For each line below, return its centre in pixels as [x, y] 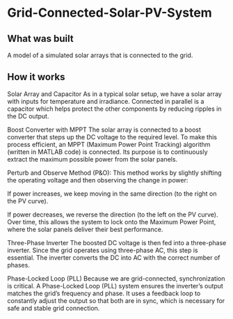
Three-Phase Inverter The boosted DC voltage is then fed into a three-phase [117, 242]
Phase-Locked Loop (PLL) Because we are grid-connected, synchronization [116, 278]
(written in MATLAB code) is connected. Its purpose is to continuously [107, 152]
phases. [18, 265]
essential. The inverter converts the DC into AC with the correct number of [114, 257]
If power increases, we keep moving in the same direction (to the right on [112, 194]
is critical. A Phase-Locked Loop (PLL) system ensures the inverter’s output [115, 286]
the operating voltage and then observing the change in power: [98, 180]
